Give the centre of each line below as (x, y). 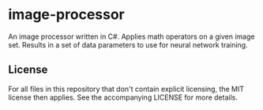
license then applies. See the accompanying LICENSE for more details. (123, 97)
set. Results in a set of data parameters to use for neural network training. (128, 44)
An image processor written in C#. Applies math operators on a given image (131, 36)
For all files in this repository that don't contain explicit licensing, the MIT (126, 89)
